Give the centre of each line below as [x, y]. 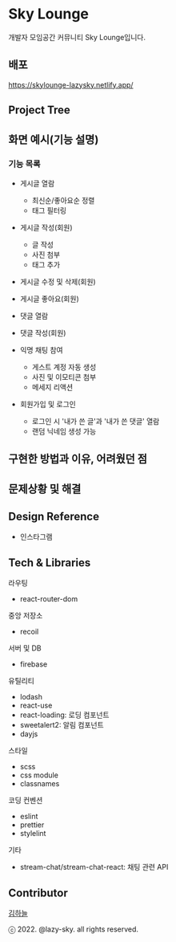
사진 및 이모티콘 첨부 [64, 377]
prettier [32, 825]
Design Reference [54, 516]
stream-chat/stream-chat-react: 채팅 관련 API [94, 867]
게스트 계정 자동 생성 [64, 367]
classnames [40, 784]
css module [39, 775]
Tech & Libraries [50, 563]
